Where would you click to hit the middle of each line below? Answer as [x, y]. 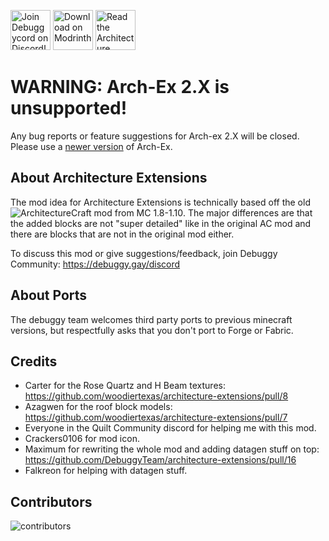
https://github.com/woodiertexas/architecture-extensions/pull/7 [156, 417]
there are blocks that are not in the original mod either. [122, 234]
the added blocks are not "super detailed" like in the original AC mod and [161, 223]
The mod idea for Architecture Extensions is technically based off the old [160, 202]
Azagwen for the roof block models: [98, 407]
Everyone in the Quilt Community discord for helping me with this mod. [170, 428]
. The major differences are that [247, 212]
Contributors [51, 501]
